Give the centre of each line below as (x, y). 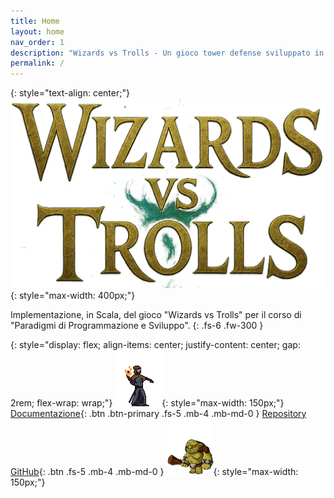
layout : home (37, 31)
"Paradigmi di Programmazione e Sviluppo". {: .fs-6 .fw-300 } (137, 325)
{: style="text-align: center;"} (70, 93)
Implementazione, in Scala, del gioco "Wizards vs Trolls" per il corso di (156, 314)
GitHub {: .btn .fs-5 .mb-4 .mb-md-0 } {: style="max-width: (154, 471)
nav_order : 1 (37, 42)
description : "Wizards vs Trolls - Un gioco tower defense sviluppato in (167, 53)
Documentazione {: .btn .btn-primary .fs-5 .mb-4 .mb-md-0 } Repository (158, 413)
